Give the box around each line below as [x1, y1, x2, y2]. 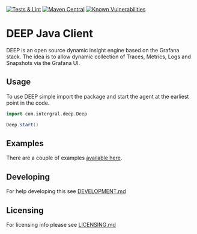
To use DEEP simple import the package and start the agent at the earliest [6, 93, 189, 100]
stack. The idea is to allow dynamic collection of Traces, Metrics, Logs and [6, 53, 191, 60]
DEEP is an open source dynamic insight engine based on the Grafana [6, 46, 180, 54]
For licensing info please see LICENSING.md [6, 221, 116, 228]
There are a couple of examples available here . [6, 154, 123, 162]
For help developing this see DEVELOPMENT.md [6, 188, 126, 195]
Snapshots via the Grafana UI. [6, 59, 80, 66]
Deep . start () [6, 122, 39, 128]
